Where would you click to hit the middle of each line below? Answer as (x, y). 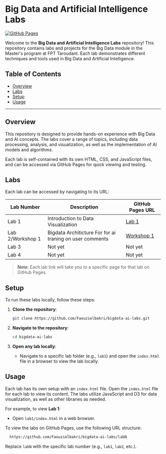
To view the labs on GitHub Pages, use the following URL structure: (73, 428)
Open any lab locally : (34, 346)
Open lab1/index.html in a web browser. (54, 418)
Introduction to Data (71, 218)
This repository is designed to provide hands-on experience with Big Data (80, 134)
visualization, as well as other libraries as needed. (56, 399)
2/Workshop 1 (24, 239)
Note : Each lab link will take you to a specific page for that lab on (83, 267)
